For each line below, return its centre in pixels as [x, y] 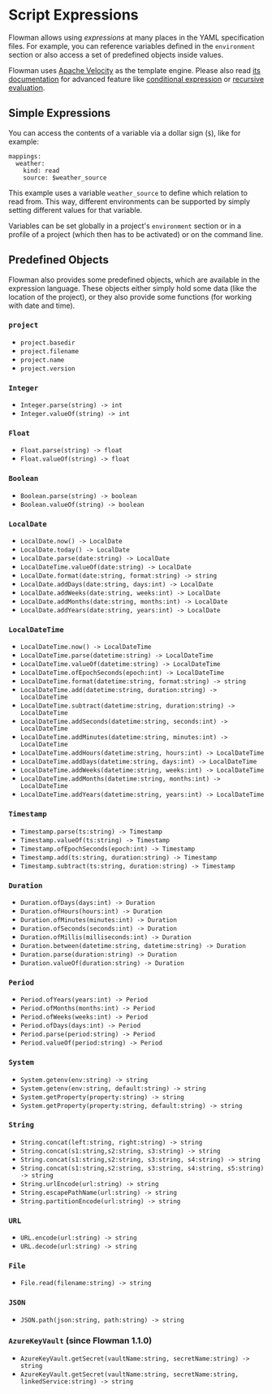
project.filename [50, 351]
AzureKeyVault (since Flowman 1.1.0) [80, 1340]
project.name [42, 360]
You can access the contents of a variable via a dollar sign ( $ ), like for [125, 132]
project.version [47, 368]
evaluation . [27, 88]
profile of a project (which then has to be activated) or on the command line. [136, 234]
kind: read [41, 171]
